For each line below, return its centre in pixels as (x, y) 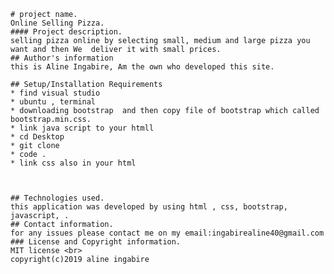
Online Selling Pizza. (57, 23)
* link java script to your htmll (82, 128)
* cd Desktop (37, 137)
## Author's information (62, 58)
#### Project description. (66, 32)
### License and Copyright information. (96, 242)
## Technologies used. (57, 198)
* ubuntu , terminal (53, 102)
